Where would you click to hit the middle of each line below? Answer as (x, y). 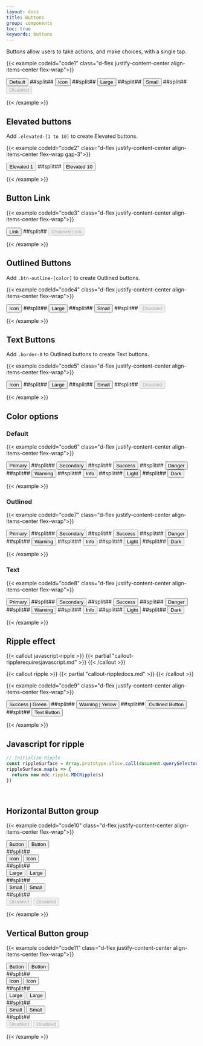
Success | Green (28, 705)
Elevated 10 (79, 167)
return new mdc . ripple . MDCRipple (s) (58, 775)
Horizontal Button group (53, 811)
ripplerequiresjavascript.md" (42, 662)
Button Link (28, 198)
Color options (32, 416)
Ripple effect (31, 642)
